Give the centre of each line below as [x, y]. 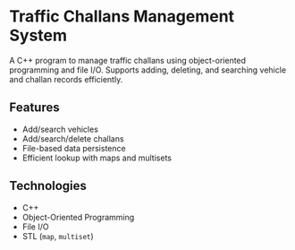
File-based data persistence [74, 148]
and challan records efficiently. [66, 79]
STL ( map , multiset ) [58, 236]
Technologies [48, 186]
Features [34, 108]
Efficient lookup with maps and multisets [97, 158]
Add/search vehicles [60, 129]
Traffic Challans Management [122, 17]
